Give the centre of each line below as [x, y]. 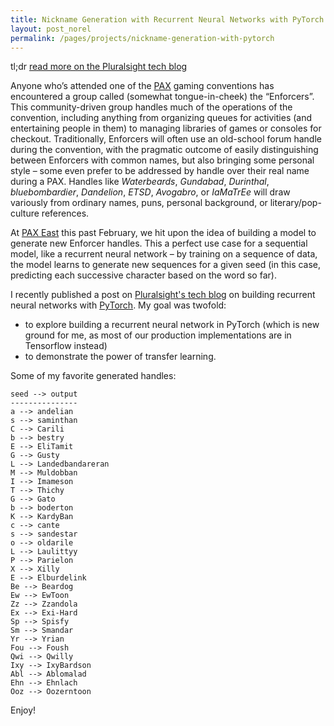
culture [25, 213]
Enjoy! [23, 710]
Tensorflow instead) [66, 346]
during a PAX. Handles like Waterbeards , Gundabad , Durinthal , [140, 182]
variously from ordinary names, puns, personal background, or [139, 203]
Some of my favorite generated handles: [93, 376]
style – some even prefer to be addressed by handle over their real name [160, 171]
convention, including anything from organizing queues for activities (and [161, 118]
